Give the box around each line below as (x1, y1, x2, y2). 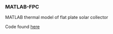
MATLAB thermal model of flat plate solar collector (5, 15, 109, 20)
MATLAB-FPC (5, 3, 40, 10)
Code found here (5, 24, 40, 30)
